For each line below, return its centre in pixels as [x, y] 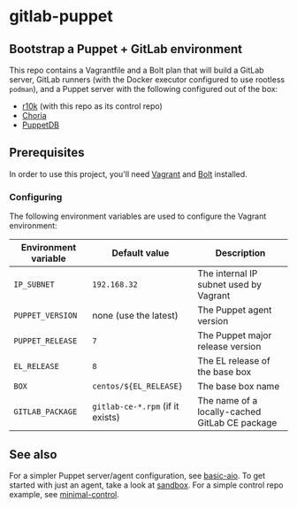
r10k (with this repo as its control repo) [92, 106]
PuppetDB [41, 125]
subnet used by [230, 285]
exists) [107, 418]
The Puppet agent [235, 310]
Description [240, 253]
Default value [141, 253]
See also [33, 454]
